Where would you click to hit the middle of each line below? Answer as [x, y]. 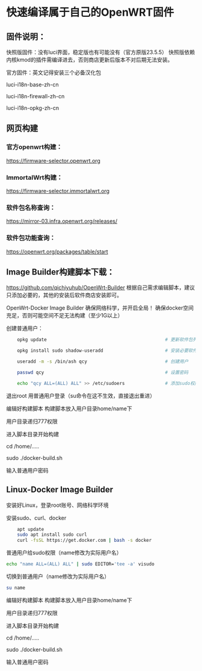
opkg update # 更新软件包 [105, 340]
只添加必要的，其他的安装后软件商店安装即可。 [64, 295]
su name [16, 588]
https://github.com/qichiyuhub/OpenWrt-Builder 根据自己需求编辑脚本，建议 [101, 288]
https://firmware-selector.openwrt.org [54, 161]
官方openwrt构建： [34, 147]
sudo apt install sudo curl [52, 535]
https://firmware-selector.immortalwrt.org [58, 191]
